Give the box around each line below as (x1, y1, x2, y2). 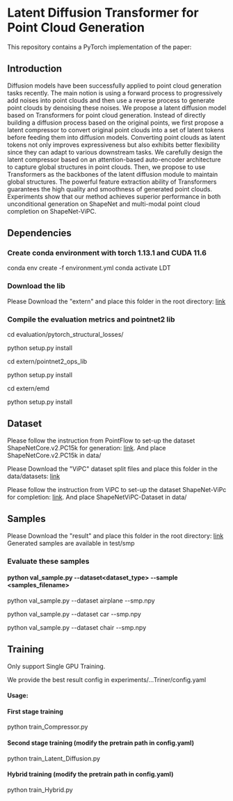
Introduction (7, 63, 63, 74)
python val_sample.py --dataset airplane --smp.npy (7, 596, 155, 605)
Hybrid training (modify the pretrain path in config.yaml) (7, 770, 174, 779)
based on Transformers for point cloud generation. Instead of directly (7, 111, 207, 119)
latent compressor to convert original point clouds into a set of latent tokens (7, 125, 225, 134)
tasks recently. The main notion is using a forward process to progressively (7, 88, 223, 97)
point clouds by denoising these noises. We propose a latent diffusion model (7, 103, 227, 112)
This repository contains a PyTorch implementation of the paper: (7, 42, 192, 51)
